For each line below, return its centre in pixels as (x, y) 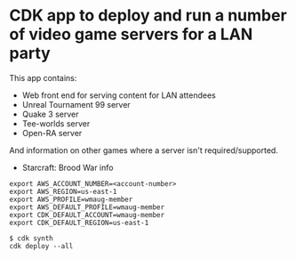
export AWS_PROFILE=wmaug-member (71, 199)
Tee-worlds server (56, 123)
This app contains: (43, 77)
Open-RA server (52, 133)
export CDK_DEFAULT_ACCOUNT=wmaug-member (87, 214)
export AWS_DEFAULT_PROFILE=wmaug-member (87, 207)
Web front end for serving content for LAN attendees (119, 95)
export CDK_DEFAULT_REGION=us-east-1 (79, 223)
